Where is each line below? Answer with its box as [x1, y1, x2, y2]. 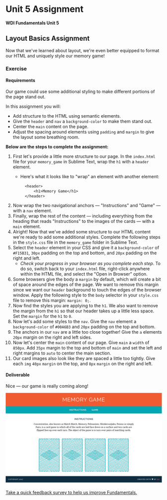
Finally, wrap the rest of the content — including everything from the [12, 213, 153, 219]
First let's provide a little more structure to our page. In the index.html [12, 153, 156, 159]
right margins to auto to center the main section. [12, 350, 111, 356]
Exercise [5, 65, 27, 72]
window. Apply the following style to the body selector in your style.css [12, 292, 159, 298]
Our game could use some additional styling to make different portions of [5, 88, 155, 94]
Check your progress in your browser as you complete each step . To [20, 260, 161, 266]
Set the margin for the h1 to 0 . [12, 313, 72, 319]
